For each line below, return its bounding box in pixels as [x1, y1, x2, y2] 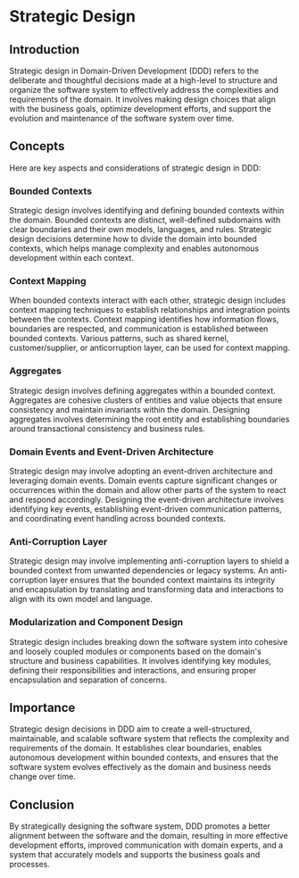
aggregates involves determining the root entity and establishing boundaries [9, 414, 290, 424]
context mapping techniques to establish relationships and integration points [9, 305, 291, 315]
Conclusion [9, 797, 75, 812]
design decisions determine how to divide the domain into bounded [9, 234, 257, 245]
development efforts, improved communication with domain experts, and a [9, 840, 284, 850]
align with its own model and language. [9, 594, 154, 605]
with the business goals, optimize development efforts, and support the [9, 104, 272, 113]
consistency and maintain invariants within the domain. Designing [9, 404, 250, 414]
